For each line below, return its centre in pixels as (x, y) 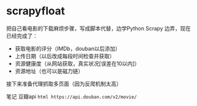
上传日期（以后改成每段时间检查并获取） (65, 56)
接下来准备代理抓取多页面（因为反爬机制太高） (64, 84)
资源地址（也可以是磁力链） (49, 71)
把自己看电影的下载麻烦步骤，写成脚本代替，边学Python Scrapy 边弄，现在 (99, 28)
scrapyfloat (36, 11)
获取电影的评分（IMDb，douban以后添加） (68, 49)
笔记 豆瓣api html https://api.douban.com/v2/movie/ (72, 96)
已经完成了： (22, 36)
